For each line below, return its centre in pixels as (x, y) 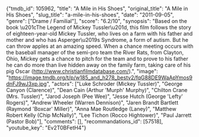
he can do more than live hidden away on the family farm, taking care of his (99, 65)
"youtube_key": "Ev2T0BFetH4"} (46, 128)
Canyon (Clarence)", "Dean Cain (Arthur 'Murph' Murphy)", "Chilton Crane (97, 90)
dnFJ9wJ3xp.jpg (26, 84)
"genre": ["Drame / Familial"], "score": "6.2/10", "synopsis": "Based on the (97, 21)
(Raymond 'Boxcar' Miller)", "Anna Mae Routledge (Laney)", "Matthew (91, 109)
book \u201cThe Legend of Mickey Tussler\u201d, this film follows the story (99, 27)
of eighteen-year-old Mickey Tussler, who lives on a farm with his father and (99, 34)
